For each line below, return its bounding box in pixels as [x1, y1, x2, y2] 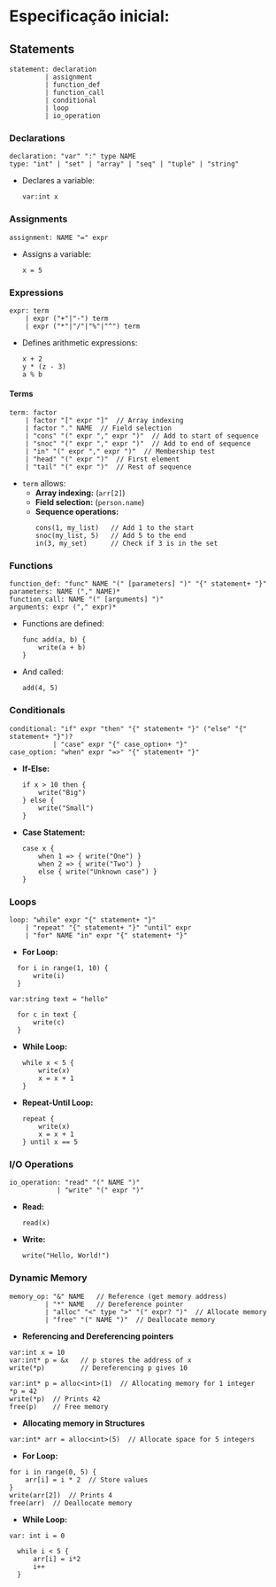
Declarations [9, 131, 65, 144]
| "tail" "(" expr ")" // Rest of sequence [25, 463, 192, 471]
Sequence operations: [34, 507, 119, 517]
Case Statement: [21, 827, 86, 837]
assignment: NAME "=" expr [9, 233, 109, 242]
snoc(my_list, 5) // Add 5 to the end [34, 532, 187, 541]
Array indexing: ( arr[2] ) [34, 487, 126, 498]
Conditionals [9, 704, 65, 717]
